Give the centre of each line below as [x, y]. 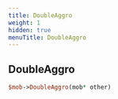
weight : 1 [25, 23]
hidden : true [30, 30]
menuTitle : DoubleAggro [48, 37]
